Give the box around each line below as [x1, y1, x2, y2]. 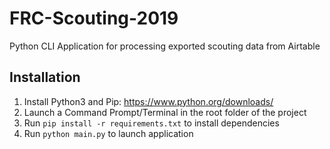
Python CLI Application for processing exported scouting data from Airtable [9, 40, 321, 52]
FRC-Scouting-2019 [9, 7, 179, 30]
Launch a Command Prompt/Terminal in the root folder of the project [23, 106, 307, 118]
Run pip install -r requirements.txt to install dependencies [23, 117, 280, 129]
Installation [9, 69, 81, 86]
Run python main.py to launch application [23, 127, 194, 139]
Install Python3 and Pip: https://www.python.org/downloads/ [23, 95, 274, 107]
